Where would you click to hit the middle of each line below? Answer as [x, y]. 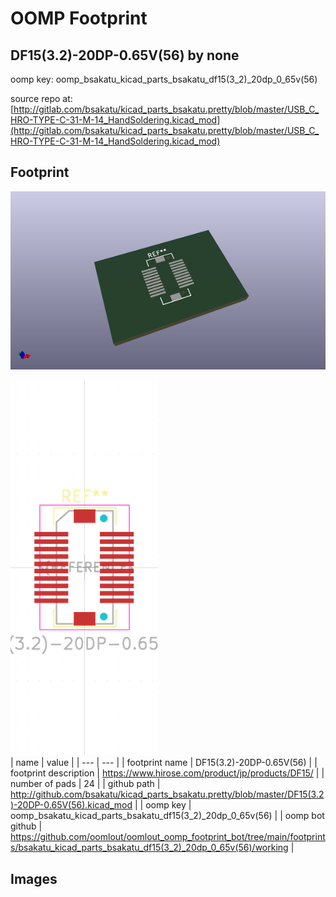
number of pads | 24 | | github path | [85, 784]
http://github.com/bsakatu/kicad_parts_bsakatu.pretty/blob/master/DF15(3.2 [167, 794]
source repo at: [41, 98]
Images [34, 878]
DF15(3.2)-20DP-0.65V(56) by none [125, 55]
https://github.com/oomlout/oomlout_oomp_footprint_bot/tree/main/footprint [168, 837]
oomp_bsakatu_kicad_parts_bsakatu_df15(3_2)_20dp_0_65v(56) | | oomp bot [167, 816]
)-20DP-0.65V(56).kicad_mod [71, 805]
